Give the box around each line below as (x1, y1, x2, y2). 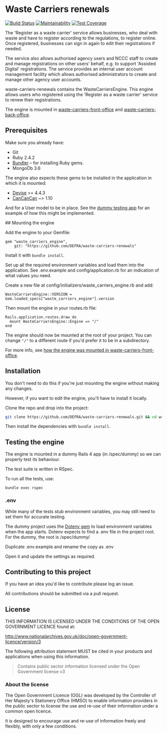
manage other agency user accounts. (5, 76, 82, 82)
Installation (5, 367, 41, 375)
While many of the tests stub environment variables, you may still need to (5, 508, 156, 514)
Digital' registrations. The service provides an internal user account (5, 66, 143, 72)
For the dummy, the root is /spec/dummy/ (5, 534, 90, 540)
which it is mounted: (5, 180, 47, 186)
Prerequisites (5, 126, 48, 135)
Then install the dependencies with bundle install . (5, 423, 111, 429)
